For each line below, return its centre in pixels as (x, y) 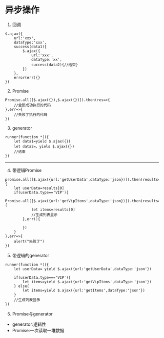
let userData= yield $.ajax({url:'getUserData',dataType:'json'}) (83, 269)
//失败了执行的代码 (31, 115)
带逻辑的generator (31, 255)
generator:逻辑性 (29, 324)
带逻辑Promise (27, 170)
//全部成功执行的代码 (32, 105)
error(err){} (27, 77)
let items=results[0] (53, 209)
